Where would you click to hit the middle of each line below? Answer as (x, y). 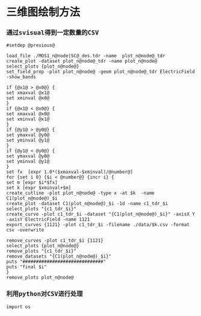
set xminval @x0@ (28, 98)
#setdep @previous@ (31, 46)
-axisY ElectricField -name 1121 (48, 220)
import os (19, 307)
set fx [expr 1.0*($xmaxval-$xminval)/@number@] (70, 172)
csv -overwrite (25, 230)
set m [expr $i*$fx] (32, 183)
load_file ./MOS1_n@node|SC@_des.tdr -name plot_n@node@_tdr (86, 56)
